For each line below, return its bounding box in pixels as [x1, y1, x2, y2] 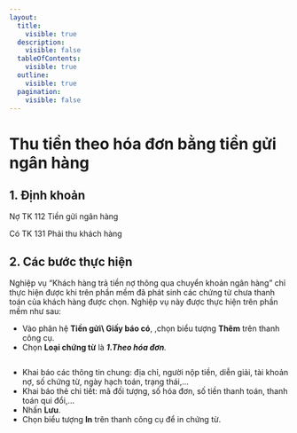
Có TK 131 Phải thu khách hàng [9, 228, 122, 240]
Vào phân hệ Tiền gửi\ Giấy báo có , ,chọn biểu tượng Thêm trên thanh [21, 323, 280, 334]
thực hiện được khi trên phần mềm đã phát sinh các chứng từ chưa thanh [9, 287, 276, 298]
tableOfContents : [17, 54, 82, 63]
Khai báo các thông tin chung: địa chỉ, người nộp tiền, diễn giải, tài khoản [21, 367, 289, 378]
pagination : [17, 87, 62, 96]
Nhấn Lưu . [21, 405, 61, 415]
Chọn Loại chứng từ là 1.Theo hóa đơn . [21, 342, 167, 353]
